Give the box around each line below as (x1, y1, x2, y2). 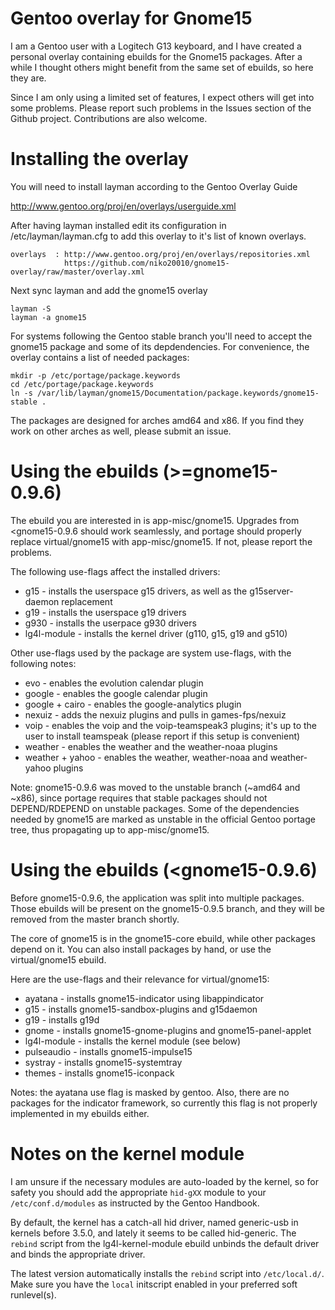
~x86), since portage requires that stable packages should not (10, 792, 268, 804)
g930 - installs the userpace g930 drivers (24, 617, 197, 629)
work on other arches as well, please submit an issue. (10, 425, 232, 437)
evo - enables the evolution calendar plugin (24, 677, 204, 689)
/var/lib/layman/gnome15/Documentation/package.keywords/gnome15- (36, 388, 320, 398)
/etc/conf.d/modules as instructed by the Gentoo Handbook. (10, 1197, 260, 1209)
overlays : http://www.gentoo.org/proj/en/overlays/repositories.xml (10, 249, 311, 259)
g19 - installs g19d (24, 1013, 100, 1026)
